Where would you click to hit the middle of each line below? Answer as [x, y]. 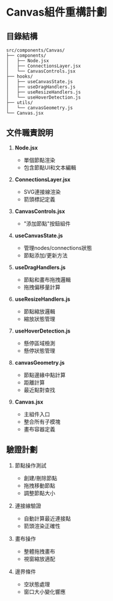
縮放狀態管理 [39, 319]
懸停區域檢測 [39, 343]
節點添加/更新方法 [45, 255]
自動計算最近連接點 [47, 518]
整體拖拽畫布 [39, 551]
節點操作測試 [30, 465]
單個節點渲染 [39, 160]
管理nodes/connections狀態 [58, 248]
